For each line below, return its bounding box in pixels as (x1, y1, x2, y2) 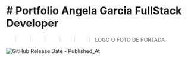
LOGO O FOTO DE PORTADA (95, 36, 165, 43)
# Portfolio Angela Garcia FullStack (6, 4, 182, 18)
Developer (6, 16, 58, 30)
